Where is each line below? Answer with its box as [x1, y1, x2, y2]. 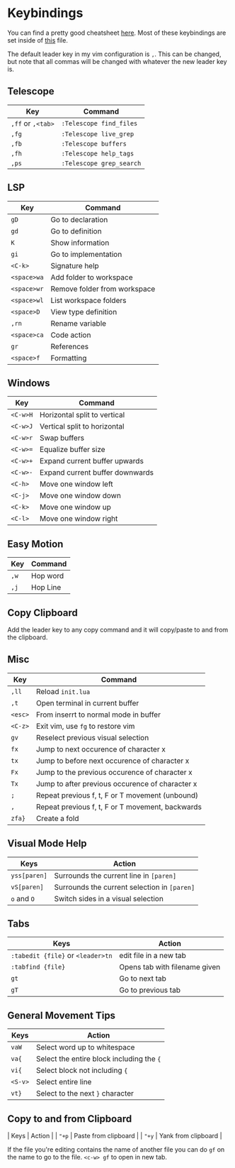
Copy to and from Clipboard [7, 1113, 132, 1125]
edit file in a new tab [119, 951, 186, 961]
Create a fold [35, 813, 79, 823]
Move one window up [40, 502, 111, 512]
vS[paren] [11, 883, 44, 891]
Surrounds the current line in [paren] [54, 871, 177, 881]
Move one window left [40, 479, 113, 489]
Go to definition [50, 226, 102, 236]
